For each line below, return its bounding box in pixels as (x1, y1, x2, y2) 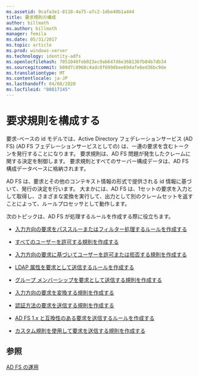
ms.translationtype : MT (6, 70, 66, 76)
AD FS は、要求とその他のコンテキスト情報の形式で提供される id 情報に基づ (6, 178, 192, 185)
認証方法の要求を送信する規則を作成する (14, 301, 114, 308)
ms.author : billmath (6, 25, 58, 32)
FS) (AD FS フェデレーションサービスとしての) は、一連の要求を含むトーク (6, 142, 189, 149)
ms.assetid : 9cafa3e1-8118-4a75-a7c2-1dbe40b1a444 (6, 8, 135, 15)
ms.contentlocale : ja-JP (6, 75, 68, 81)
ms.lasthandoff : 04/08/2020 (6, 81, 76, 87)
